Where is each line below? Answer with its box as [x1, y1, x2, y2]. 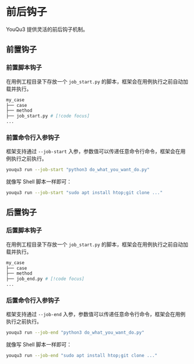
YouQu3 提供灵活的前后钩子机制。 [6, 26, 89, 33]
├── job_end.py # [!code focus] [6, 276, 84, 282]
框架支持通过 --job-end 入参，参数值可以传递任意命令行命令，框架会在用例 [6, 311, 186, 318]
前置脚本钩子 [6, 64, 43, 72]
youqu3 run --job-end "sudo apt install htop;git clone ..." [6, 353, 158, 359]
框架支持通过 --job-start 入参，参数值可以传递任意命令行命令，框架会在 [6, 148, 181, 155]
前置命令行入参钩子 [6, 133, 60, 141]
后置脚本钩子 [6, 226, 43, 234]
